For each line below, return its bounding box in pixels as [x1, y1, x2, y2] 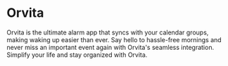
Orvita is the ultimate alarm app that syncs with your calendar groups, [6, 28, 209, 37]
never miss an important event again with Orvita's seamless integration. [6, 43, 215, 51]
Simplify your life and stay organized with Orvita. [6, 51, 148, 59]
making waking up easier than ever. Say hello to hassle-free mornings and [6, 35, 222, 44]
